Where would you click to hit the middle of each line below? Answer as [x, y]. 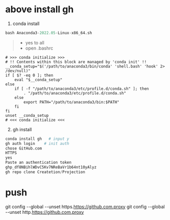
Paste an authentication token [38, 163]
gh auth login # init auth [37, 143]
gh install [22, 129]
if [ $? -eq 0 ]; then [29, 75]
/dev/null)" [18, 71]
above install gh [39, 9]
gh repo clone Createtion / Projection [45, 172]
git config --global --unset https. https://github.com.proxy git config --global [85, 206]
